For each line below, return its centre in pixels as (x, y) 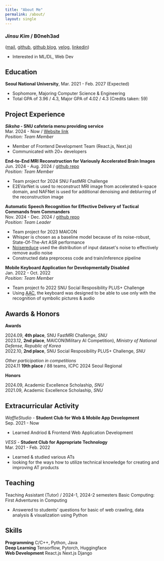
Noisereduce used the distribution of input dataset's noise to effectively (85, 248)
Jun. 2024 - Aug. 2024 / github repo (42, 167)
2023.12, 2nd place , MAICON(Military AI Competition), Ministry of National (81, 341)
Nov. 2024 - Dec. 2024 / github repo (42, 217)
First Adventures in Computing (36, 500)
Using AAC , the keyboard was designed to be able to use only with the (84, 293)
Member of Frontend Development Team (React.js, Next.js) (72, 146)
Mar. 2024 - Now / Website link (37, 131)
